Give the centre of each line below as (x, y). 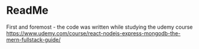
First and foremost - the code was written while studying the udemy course (99, 27)
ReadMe (27, 10)
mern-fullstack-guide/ (34, 39)
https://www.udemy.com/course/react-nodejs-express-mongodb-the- (93, 33)
